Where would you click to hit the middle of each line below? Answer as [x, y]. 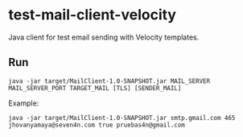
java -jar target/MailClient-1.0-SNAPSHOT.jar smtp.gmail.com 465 [122, 118]
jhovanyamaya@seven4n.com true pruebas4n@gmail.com [97, 125]
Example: [24, 103]
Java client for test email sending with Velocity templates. [104, 37]
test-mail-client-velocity [93, 15]
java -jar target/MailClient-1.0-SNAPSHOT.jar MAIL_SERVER [109, 81]
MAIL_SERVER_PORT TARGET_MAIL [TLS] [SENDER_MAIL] [95, 88]
